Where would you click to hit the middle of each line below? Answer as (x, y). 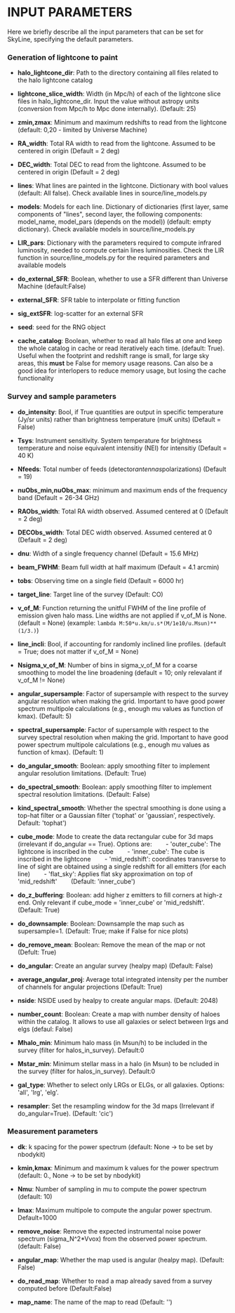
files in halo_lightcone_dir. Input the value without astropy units (108, 101)
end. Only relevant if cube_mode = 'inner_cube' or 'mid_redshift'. (111, 902)
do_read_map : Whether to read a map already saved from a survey (115, 1281)
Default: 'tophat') (42, 823)
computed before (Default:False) (65, 1288)
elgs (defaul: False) (45, 1029)
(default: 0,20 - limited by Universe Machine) (82, 130)
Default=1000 (37, 1217)
